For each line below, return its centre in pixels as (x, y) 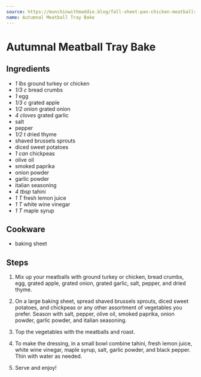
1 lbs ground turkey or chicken (52, 83)
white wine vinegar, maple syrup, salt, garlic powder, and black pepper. (103, 350)
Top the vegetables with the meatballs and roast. (75, 332)
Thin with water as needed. (48, 356)
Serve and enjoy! (36, 368)
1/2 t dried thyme (36, 134)
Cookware (26, 229)
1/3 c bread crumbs (39, 90)
